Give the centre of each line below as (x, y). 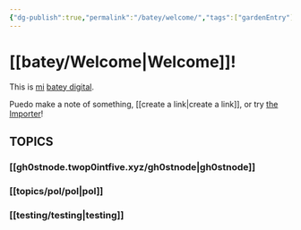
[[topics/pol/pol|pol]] (56, 191)
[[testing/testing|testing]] (67, 215)
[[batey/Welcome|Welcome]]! (123, 61)
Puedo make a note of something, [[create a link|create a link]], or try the (144, 104)
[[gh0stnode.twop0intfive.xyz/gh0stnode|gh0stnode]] (133, 166)
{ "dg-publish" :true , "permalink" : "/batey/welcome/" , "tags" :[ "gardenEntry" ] (152, 17)
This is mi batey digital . (52, 87)
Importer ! (26, 114)
